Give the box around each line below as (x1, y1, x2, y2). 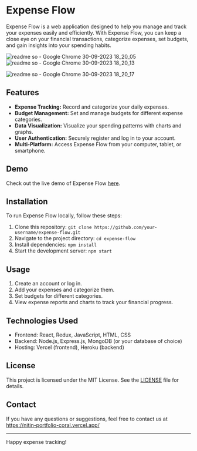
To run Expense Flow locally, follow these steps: (6, 212, 122, 219)
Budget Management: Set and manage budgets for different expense (14, 109, 184, 116)
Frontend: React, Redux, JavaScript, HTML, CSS (14, 331, 131, 338)
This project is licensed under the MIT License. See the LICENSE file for (6, 376, 179, 383)
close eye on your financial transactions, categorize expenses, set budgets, (6, 35, 189, 42)
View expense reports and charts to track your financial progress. (14, 299, 174, 306)
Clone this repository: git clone (14, 224, 92, 231)
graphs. (14, 128, 33, 135)
